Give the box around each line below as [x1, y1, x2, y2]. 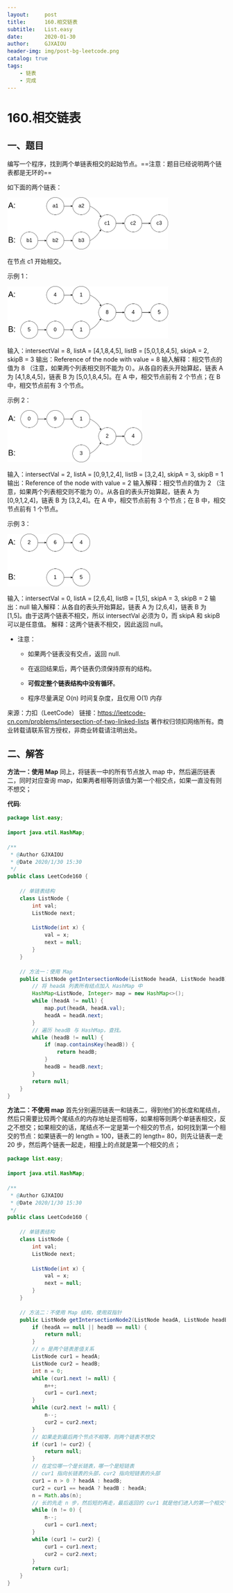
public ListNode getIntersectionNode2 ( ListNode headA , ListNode [19, 1316, 209, 1323]
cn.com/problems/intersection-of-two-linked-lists [7, 717, 150, 725]
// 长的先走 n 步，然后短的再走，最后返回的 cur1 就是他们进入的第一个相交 [32, 1499, 224, 1506]
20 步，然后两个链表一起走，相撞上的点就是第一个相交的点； [7, 1141, 181, 1149]
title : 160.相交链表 [7, 18, 78, 26]
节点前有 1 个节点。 [7, 505, 62, 513]
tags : [7, 62, 23, 69]
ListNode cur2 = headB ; [32, 1360, 101, 1367]
